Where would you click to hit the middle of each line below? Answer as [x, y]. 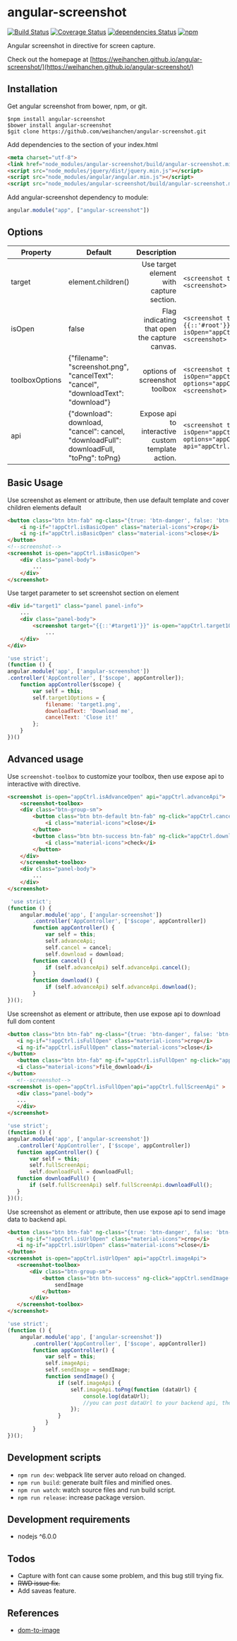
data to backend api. [37, 1219]
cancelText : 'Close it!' [81, 718]
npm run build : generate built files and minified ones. [95, 1482]
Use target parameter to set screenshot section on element [93, 593]
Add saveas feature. [47, 1591]
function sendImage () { [80, 1376]
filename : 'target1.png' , [83, 704]
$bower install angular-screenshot [60, 125]
